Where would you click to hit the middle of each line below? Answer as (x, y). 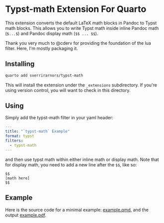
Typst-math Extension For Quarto (76, 9)
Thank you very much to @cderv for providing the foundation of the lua (78, 43)
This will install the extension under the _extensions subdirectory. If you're (81, 85)
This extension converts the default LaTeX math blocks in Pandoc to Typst (81, 23)
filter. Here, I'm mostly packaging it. (41, 48)
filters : (14, 141)
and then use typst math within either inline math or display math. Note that (82, 159)
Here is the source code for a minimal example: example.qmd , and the (77, 210)
